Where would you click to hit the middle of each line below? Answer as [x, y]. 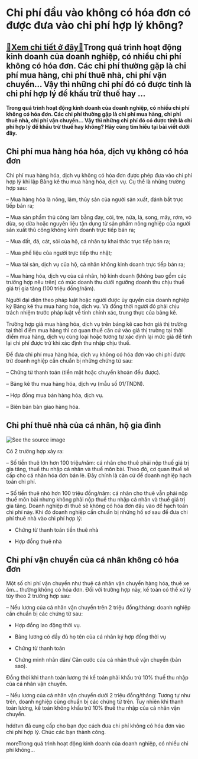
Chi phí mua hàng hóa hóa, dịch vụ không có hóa [98, 152]
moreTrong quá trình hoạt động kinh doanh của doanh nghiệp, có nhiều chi [97, 744]
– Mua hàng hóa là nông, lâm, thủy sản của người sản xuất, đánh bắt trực [95, 199]
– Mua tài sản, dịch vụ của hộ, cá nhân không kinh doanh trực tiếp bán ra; [95, 264]
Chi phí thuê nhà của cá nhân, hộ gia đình [84, 425]
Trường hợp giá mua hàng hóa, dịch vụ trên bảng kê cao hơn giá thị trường [97, 324]
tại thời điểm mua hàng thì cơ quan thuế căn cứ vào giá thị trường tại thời [95, 330]
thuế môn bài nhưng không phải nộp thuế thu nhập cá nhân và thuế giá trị [96, 499]
